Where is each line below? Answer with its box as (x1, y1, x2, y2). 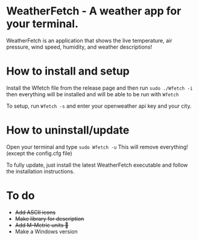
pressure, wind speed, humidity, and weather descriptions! (6, 43, 153, 51)
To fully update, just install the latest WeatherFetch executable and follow (6, 161, 188, 168)
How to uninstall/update (6, 123, 130, 137)
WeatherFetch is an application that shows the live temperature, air (6, 37, 172, 44)
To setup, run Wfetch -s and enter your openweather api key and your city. (6, 102, 192, 109)
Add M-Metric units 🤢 (14, 221, 69, 229)
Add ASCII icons (14, 209, 56, 216)
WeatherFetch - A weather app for (6, 4, 182, 18)
